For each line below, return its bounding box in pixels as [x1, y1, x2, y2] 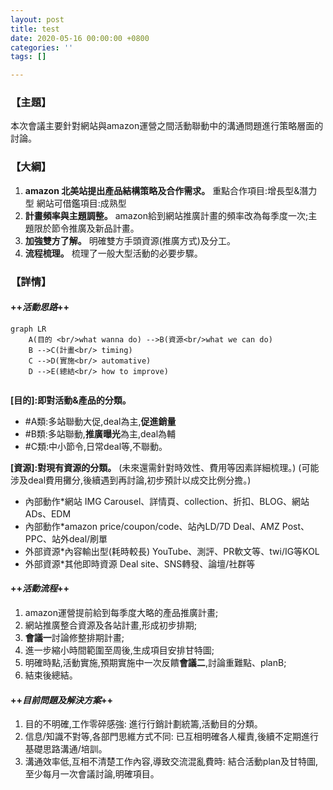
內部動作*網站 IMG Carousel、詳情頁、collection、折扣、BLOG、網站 [24, 495, 310, 507]
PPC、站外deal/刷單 [24, 532, 108, 545]
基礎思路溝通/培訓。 [24, 743, 108, 755]
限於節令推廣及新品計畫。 [33, 222, 140, 234]
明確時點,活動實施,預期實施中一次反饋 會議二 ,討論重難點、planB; [24, 657, 287, 669]
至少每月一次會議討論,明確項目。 [24, 768, 160, 780]
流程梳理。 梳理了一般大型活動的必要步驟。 [24, 247, 203, 259]
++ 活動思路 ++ [10, 301, 70, 313]
